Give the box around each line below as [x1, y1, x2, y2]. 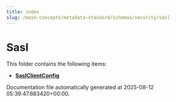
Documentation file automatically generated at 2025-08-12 [6, 84, 154, 91]
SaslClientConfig [15, 72, 60, 79]
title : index [6, 8, 40, 15]
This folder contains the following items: [6, 60, 107, 68]
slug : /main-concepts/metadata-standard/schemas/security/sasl [6, 14, 171, 21]
